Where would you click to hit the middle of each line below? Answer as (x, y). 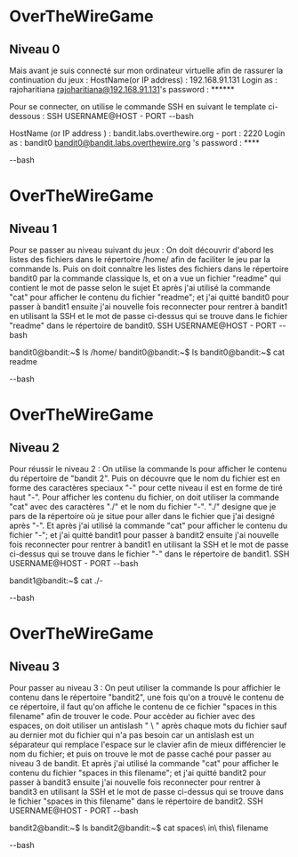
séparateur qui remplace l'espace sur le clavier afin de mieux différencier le (148, 745)
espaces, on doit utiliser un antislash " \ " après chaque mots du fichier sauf (148, 725)
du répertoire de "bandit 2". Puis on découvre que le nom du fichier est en (145, 478)
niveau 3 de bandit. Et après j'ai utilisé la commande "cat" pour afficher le (144, 763)
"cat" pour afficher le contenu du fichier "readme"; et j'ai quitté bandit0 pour (149, 297)
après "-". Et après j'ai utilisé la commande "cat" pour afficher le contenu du (148, 525)
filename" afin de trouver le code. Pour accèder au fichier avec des (132, 716)
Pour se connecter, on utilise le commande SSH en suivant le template (138, 107)
